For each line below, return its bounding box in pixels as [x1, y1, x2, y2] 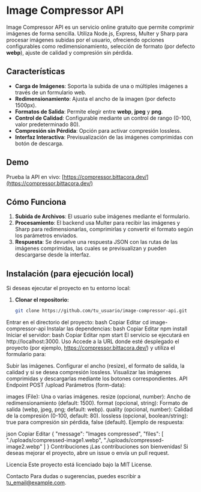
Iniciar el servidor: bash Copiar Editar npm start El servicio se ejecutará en [6, 332, 190, 339]
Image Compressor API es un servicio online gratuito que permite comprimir [6, 23, 194, 31]
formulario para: [6, 351, 46, 358]
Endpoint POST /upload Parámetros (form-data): [6, 381, 126, 389]
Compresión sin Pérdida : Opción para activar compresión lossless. [14, 127, 182, 134]
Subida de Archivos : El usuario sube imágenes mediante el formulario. [14, 213, 190, 220]
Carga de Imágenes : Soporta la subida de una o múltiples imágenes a [14, 82, 188, 90]
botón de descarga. [14, 139, 64, 147]
